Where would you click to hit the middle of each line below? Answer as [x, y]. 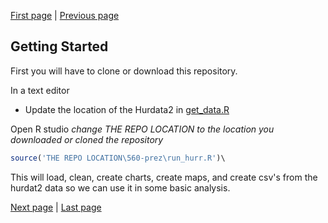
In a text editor [40, 90]
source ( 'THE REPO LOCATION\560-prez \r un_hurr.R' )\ [118, 158]
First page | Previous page [65, 15]
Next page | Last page [56, 207]
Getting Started [59, 46]
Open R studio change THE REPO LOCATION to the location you [142, 129]
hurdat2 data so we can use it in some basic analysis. [120, 187]
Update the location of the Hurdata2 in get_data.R [127, 109]
